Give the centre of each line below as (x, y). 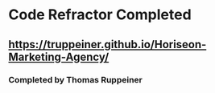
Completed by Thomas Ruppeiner (75, 79)
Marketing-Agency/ (59, 57)
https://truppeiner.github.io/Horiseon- (107, 44)
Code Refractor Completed (100, 15)
